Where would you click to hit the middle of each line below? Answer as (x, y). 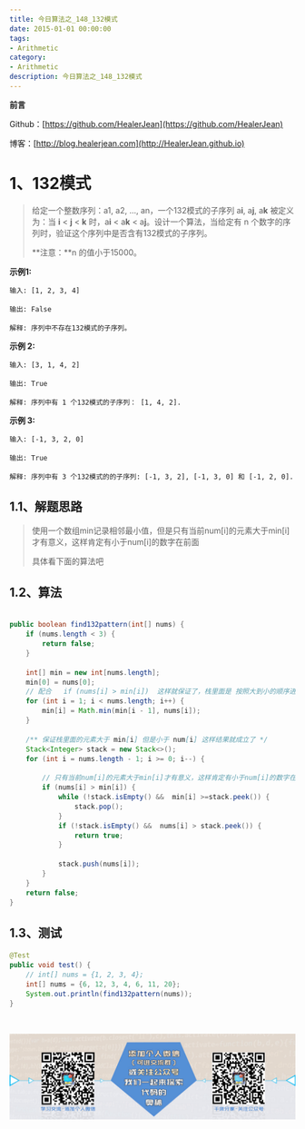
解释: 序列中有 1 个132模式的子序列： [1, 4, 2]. (95, 402)
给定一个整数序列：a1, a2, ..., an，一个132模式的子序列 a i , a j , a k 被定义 (163, 210)
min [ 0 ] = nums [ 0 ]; (60, 682)
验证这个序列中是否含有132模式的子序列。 (134, 233)
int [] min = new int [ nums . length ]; (93, 672)
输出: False (30, 309)
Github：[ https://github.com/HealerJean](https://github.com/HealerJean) (146, 124)
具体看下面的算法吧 (68, 561)
